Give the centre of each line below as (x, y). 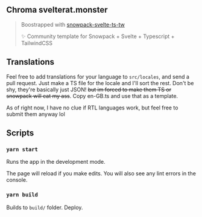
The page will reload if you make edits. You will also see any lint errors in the (101, 173)
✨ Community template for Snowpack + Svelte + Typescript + (98, 36)
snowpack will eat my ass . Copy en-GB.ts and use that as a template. (92, 96)
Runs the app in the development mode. (56, 162)
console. (17, 180)
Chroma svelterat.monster (57, 10)
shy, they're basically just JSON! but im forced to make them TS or (89, 89)
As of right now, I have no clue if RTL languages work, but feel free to (92, 108)
